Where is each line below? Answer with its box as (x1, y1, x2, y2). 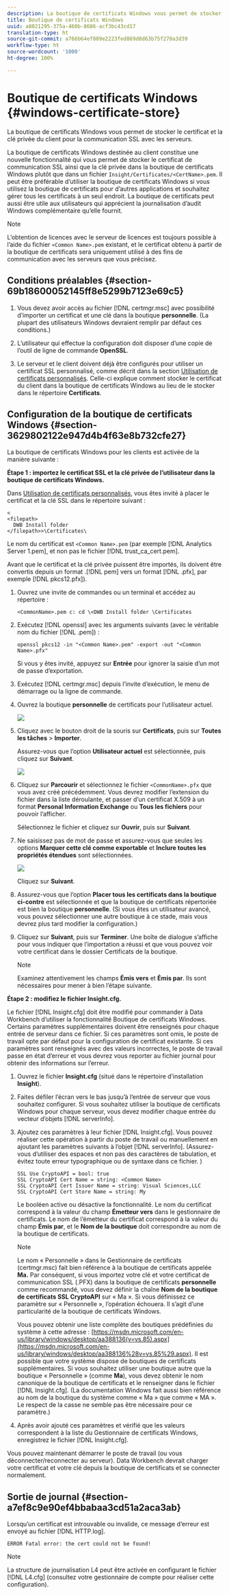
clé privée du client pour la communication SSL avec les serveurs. (7, 134, 193, 143)
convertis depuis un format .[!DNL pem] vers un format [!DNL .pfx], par (7, 567, 207, 576)
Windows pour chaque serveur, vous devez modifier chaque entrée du (16, 1107, 216, 1115)
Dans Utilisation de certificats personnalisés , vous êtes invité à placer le (7, 489, 210, 497)
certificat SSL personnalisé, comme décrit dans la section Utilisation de (16, 366, 218, 375)
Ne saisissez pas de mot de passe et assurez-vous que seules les (16, 836, 203, 844)
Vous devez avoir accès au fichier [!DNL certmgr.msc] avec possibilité (16, 303, 215, 312)
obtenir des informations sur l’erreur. (7, 1059, 110, 1067)
